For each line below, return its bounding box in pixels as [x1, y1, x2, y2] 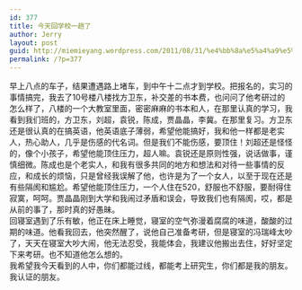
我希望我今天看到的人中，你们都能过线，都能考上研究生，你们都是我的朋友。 [9, 260, 293, 270]
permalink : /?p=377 [9, 55, 83, 64]
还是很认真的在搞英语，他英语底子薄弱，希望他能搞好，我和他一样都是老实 [9, 126, 285, 136]
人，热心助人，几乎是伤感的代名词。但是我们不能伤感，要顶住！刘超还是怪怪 [9, 136, 293, 147]
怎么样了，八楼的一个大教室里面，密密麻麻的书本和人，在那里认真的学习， [9, 103, 285, 113]
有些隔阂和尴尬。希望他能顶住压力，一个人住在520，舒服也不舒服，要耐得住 [9, 181, 292, 192]
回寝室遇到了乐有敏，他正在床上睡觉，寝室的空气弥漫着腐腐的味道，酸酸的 [9, 215, 285, 225]
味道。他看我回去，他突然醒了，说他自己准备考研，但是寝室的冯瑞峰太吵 [24, 226, 293, 237]
